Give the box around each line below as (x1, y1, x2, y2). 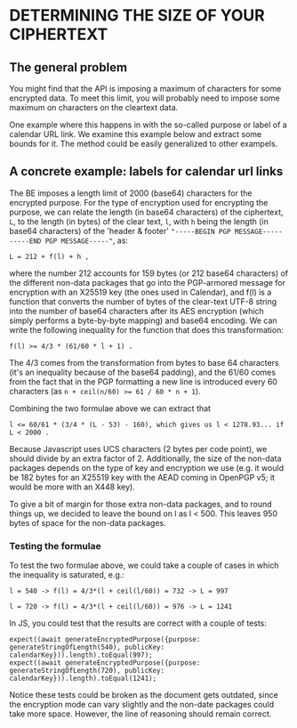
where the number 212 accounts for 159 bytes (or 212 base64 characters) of (9, 268, 289, 279)
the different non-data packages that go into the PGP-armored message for (9, 277, 286, 287)
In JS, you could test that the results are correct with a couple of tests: (9, 618, 267, 628)
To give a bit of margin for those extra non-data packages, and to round (9, 498, 273, 509)
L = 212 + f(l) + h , (9, 252, 90, 261)
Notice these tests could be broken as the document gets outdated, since (9, 690, 278, 700)
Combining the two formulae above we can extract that (9, 402, 212, 414)
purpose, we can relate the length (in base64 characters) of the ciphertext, (9, 206, 284, 217)
